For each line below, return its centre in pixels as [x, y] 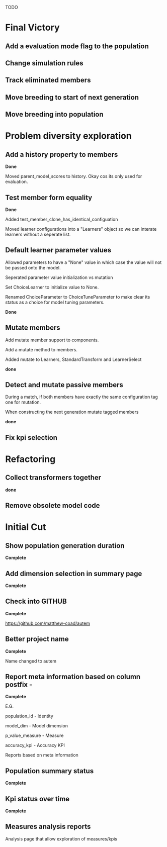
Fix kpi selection [31, 438]
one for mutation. [23, 402]
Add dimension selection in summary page [74, 573]
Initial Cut [26, 527]
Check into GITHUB [36, 601]
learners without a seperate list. [38, 234]
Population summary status [50, 771]
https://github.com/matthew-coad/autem [48, 623]
